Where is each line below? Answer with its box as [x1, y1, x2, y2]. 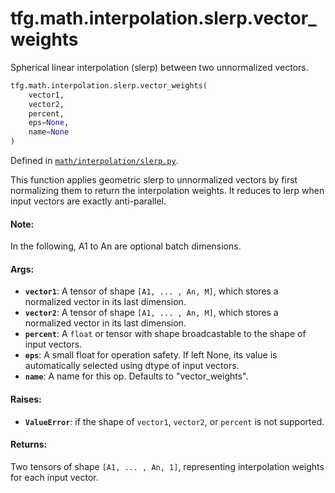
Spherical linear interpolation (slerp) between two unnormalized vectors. [10, 61, 309, 73]
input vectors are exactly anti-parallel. [10, 195, 167, 207]
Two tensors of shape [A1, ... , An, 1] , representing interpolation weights [10, 460, 325, 472]
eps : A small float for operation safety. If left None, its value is [24, 349, 278, 361]
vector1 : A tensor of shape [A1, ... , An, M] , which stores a [24, 285, 279, 297]
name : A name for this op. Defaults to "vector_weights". [24, 370, 249, 382]
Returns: [10, 438, 48, 451]
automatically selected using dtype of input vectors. [24, 360, 240, 372]
